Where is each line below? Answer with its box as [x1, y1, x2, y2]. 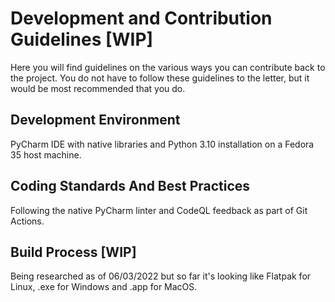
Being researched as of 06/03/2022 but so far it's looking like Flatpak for [10, 270, 312, 282]
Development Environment [10, 112, 181, 129]
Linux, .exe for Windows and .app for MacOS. [10, 281, 198, 293]
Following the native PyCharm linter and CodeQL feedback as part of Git [10, 204, 308, 216]
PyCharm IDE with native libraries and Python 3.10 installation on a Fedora [10, 138, 315, 150]
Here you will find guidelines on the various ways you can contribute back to [10, 61, 326, 73]
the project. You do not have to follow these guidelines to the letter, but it [10, 72, 310, 84]
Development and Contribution [10, 7, 273, 30]
